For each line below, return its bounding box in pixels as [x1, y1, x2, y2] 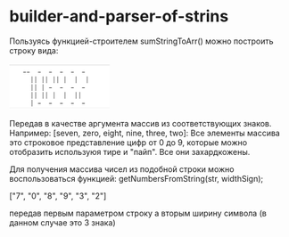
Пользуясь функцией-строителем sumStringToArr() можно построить [9, 36, 274, 46]
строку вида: [9, 45, 59, 55]
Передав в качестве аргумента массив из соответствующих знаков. [9, 118, 272, 128]
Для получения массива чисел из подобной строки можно [9, 163, 235, 175]
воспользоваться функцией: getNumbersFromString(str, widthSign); [9, 173, 264, 184]
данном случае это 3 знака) [9, 217, 116, 228]
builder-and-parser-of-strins [9, 6, 229, 27]
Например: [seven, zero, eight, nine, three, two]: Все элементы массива [9, 127, 281, 138]
